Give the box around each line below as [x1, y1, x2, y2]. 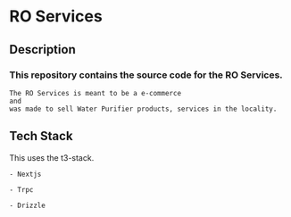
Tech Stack [9, 129, 73, 144]
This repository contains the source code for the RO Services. [9, 69, 283, 81]
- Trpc [9, 185, 34, 194]
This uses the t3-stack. [9, 152, 95, 163]
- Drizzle [9, 201, 46, 210]
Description [9, 42, 76, 57]
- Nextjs [9, 170, 42, 179]
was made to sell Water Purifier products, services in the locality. [9, 104, 278, 113]
